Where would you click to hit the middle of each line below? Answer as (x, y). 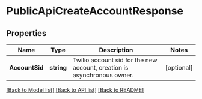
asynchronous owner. (103, 75)
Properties (26, 33)
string (58, 67)
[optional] (179, 67)
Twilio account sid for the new (115, 60)
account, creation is (100, 67)
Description (116, 50)
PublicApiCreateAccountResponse (95, 11)
